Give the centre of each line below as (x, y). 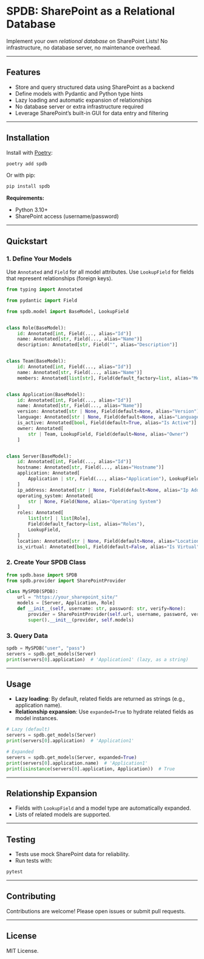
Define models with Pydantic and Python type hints (79, 93)
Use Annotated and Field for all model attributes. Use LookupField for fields (100, 272)
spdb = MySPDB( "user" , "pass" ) (46, 648)
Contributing (31, 897)
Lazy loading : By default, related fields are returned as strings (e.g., (100, 699)
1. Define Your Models (39, 258)
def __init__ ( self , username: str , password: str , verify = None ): (102, 609)
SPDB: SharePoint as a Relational (90, 11)
